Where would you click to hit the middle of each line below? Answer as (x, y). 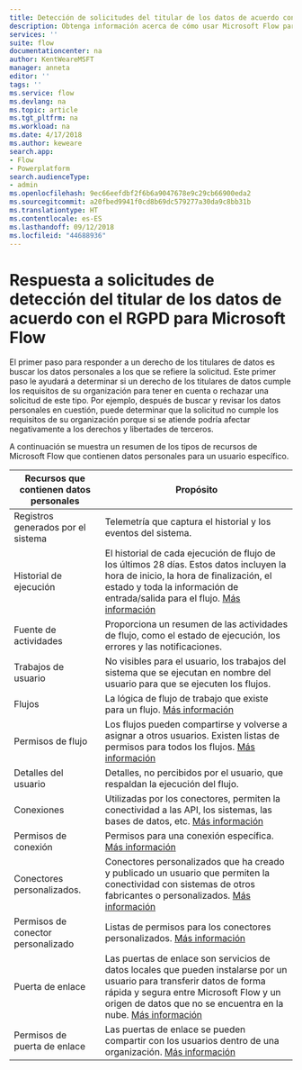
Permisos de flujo (51, 741)
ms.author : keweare (46, 143)
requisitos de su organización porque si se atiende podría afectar (130, 420)
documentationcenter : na (56, 51)
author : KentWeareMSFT (52, 59)
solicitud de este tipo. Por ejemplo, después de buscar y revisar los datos (145, 401)
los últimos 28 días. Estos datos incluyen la (195, 565)
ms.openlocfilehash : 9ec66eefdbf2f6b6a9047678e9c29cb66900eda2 (130, 194)
